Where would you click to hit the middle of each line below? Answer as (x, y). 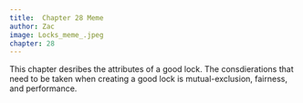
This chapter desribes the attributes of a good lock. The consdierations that (151, 69)
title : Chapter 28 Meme (57, 18)
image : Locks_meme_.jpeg (57, 35)
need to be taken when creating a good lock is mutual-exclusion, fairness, (148, 79)
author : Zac (32, 26)
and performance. (43, 88)
